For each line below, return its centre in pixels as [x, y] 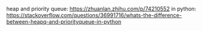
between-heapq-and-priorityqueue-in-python [64, 22]
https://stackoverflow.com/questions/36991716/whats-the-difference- [94, 15]
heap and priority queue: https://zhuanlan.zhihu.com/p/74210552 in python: [101, 9]
